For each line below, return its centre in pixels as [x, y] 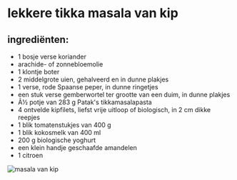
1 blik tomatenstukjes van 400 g [65, 125]
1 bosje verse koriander [52, 56]
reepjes [29, 117]
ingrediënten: [38, 40]
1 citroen [30, 155]
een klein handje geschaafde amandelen [77, 147]
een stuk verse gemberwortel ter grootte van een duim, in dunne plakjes [124, 95]
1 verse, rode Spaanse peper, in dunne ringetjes [88, 87]
